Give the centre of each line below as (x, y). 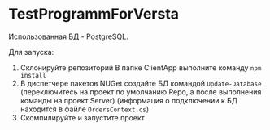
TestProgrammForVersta (94, 14)
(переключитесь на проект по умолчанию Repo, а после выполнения (141, 92)
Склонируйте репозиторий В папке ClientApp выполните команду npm (141, 67)
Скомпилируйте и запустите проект (82, 117)
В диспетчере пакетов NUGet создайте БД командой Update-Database (141, 83)
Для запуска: (31, 52)
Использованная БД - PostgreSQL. (68, 36)
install (33, 75)
